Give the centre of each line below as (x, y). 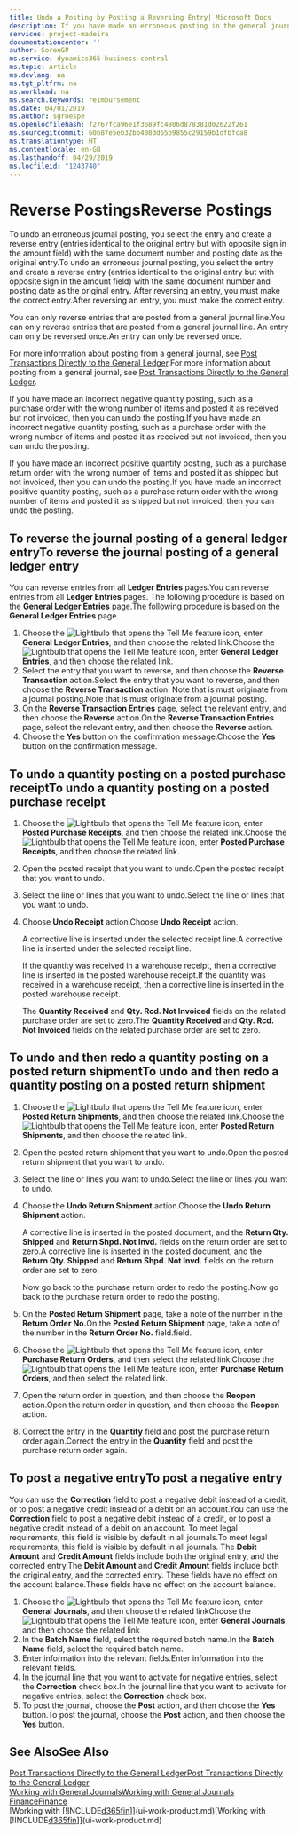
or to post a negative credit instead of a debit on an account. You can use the (149, 1508)
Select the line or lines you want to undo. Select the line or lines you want (155, 1179)
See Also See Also (59, 1752)
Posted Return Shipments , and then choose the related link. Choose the (153, 1116)
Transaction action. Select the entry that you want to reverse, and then (151, 681)
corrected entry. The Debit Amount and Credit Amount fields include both (144, 1565)
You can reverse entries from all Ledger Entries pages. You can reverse (139, 587)
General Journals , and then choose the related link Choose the (136, 1610)
